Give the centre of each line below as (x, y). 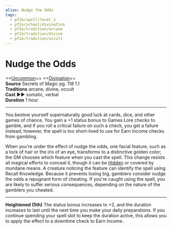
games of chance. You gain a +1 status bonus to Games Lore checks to (80, 120)
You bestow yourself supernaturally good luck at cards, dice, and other (80, 114)
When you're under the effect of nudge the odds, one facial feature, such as (86, 146)
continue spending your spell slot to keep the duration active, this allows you (86, 215)
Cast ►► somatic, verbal (32, 94)
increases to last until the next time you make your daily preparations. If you (85, 210)
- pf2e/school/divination (38, 24)
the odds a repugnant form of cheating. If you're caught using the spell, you (85, 179)
